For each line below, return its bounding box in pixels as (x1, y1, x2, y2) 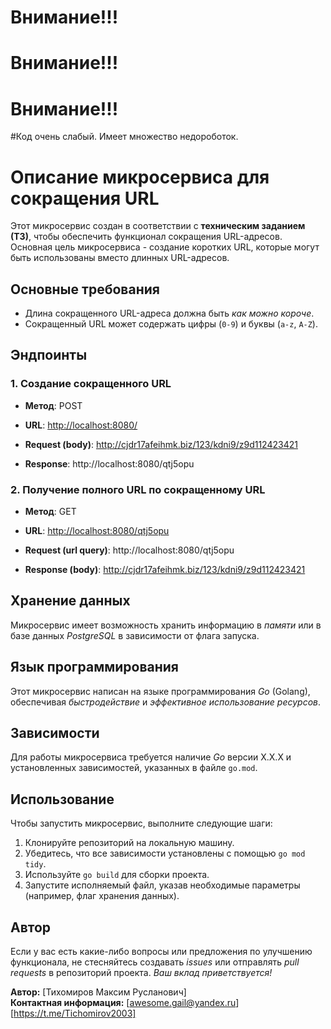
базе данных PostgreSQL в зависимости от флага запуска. (10, 629, 260, 641)
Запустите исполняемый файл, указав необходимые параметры (24, 879, 301, 891)
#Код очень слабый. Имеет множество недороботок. (10, 131, 239, 143)
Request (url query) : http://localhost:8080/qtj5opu (24, 544, 235, 556)
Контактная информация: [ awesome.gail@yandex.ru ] (10, 997, 240, 1009)
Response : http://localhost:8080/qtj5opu (24, 457, 195, 470)
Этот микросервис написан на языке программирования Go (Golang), (10, 685, 311, 697)
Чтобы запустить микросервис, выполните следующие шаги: (10, 817, 273, 830)
